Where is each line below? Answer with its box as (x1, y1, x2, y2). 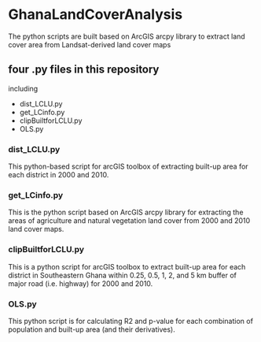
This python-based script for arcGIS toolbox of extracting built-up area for (8, 162, 249, 171)
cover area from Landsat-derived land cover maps (8, 39, 171, 49)
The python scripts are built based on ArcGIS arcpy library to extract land (8, 32, 245, 41)
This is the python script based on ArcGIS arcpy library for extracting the (8, 207, 244, 217)
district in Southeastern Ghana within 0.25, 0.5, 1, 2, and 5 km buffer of (8, 270, 237, 280)
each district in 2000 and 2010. (8, 170, 109, 180)
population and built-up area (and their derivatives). (8, 325, 175, 334)
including (8, 84, 39, 93)
